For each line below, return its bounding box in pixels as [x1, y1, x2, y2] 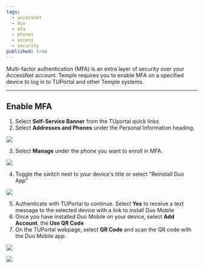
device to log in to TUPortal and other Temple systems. [6, 78, 144, 85]
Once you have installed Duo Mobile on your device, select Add [15, 213, 175, 220]
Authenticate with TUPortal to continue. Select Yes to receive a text [15, 200, 184, 207]
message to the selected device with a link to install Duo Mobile [15, 206, 174, 213]
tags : [6, 9, 20, 15]
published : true [6, 49, 47, 55]
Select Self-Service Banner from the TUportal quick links [15, 117, 159, 125]
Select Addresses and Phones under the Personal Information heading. [15, 124, 195, 131]
